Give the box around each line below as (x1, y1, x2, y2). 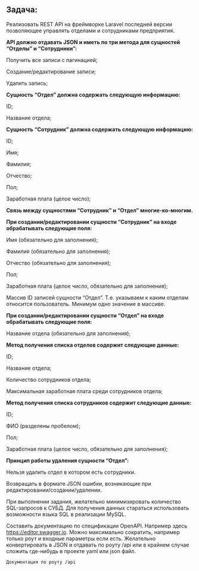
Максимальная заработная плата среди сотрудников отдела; (6, 387, 163, 394)
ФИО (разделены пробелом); (6, 422, 80, 429)
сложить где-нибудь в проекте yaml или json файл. (6, 547, 136, 554)
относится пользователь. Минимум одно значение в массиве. (6, 300, 166, 307)
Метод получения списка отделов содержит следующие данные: (6, 341, 179, 348)
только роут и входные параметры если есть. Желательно (6, 535, 156, 542)
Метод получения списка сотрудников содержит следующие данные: (6, 399, 192, 406)
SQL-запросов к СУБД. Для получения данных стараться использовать (6, 504, 189, 511)
